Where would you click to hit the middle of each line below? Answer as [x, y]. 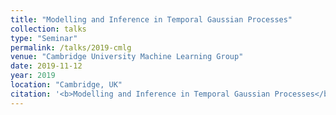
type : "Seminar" [44, 38]
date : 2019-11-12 [46, 66]
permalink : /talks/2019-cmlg [71, 47]
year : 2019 [33, 76]
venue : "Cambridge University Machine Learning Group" [127, 57]
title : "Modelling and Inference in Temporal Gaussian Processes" [151, 19]
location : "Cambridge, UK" [66, 85]
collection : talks [48, 29]
